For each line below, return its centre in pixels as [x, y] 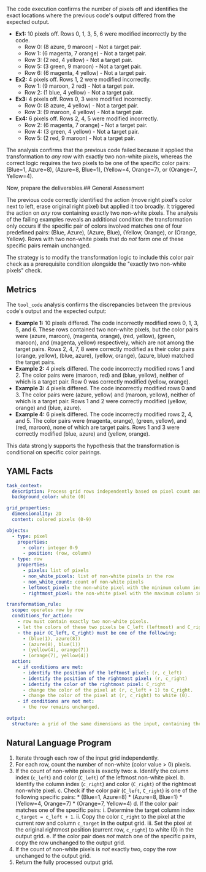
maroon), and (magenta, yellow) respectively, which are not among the [105, 342]
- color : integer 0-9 [50, 548]
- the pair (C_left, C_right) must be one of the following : [97, 633]
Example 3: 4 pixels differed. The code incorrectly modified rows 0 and [105, 388]
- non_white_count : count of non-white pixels [83, 582]
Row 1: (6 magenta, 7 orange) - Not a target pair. [86, 53]
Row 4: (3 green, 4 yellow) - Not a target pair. [82, 132]
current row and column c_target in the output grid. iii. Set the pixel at [103, 823]
